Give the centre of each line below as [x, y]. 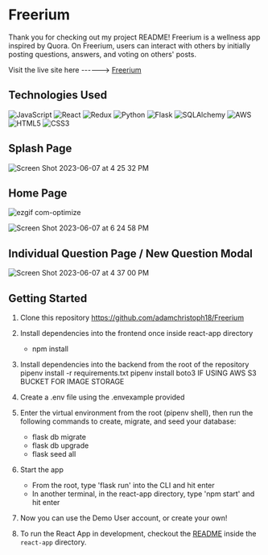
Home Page [38, 193]
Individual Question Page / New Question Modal [131, 253]
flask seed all [54, 454]
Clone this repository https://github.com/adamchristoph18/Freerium [132, 317]
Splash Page [40, 149]
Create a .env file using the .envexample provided [102, 397]
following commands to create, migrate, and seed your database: [128, 421]
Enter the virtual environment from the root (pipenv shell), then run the [136, 413]
